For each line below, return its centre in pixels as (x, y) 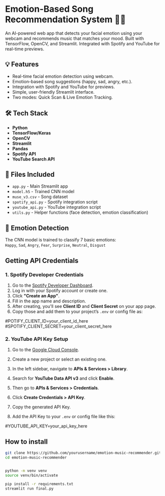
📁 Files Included (30, 174)
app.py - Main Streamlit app (40, 186)
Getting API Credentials (42, 260)
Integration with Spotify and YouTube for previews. (64, 87)
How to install (27, 442)
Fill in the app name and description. (49, 301)
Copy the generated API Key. (41, 407)
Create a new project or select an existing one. (59, 359)
